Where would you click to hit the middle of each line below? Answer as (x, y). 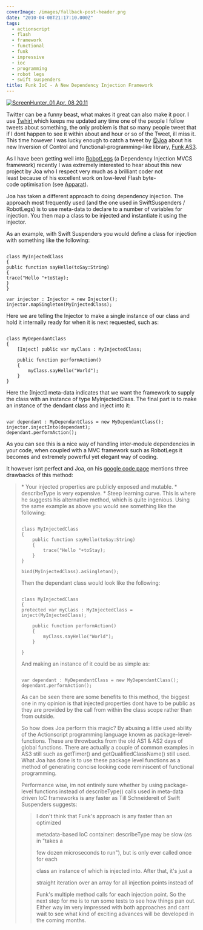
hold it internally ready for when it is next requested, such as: (83, 322)
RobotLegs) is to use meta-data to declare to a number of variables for (95, 209)
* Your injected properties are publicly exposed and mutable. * (99, 487)
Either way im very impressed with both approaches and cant (113, 907)
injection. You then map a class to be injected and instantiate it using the (96, 215)
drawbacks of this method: (40, 475)
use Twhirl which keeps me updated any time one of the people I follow (95, 121)
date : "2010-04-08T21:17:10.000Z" (50, 18)
